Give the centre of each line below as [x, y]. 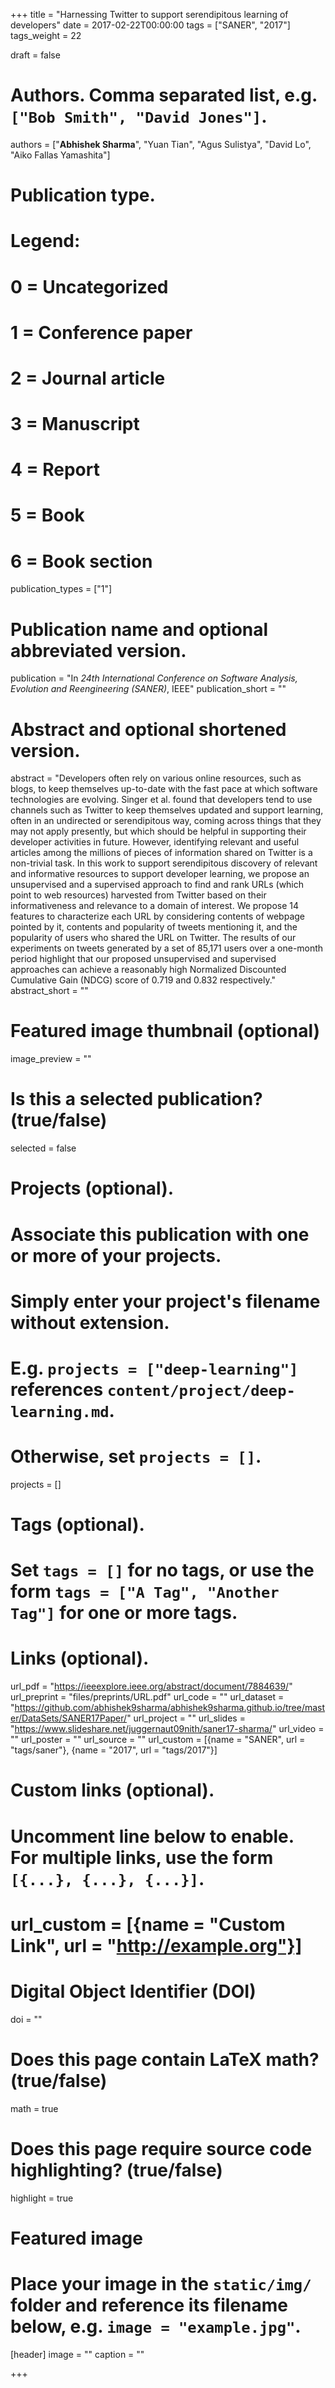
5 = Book [47, 515]
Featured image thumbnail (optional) [165, 1031]
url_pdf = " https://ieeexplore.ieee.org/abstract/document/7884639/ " [151, 1686]
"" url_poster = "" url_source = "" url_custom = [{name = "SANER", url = [158, 1740]
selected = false [43, 1148]
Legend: [45, 241]
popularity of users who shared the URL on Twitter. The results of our [153, 938]
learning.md [60, 1411]
